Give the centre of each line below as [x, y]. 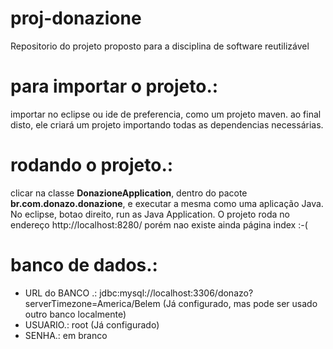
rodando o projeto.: [92, 165]
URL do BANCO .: [61, 293]
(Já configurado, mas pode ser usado [240, 303]
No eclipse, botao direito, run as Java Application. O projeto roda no [150, 214]
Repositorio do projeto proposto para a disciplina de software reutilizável [160, 46]
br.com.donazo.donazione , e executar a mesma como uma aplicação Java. [167, 203]
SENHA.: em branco [66, 335]
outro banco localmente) [75, 314]
